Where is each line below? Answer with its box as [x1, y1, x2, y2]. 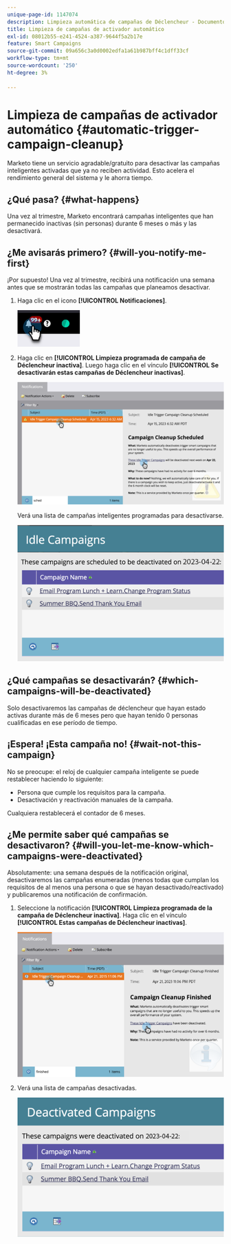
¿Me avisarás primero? [7, 247, 107, 258]
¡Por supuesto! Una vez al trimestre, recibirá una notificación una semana [7, 276, 215, 284]
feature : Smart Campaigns [7, 40, 81, 48]
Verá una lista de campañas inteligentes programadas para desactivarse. [16, 511, 224, 520]
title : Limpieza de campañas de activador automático [7, 26, 165, 32]
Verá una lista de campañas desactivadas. [16, 1083, 137, 1092]
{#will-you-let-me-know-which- [71, 839, 214, 851]
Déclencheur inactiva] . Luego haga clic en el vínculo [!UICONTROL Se [16, 361, 219, 369]
